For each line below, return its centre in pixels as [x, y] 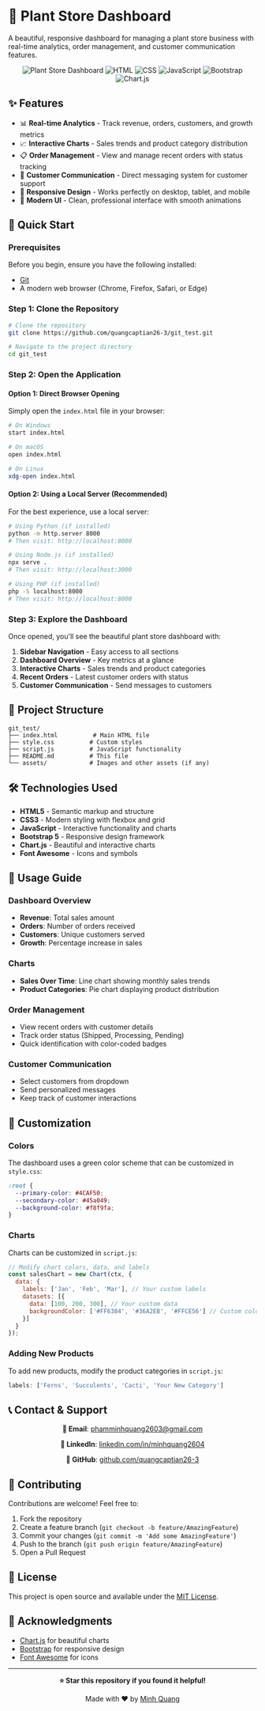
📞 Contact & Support [58, 1410]
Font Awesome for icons [59, 1657]
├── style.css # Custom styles [76, 742]
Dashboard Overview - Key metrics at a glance [97, 660]
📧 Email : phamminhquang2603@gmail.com [132, 1429]
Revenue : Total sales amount [67, 918]
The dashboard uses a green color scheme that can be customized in [121, 1163]
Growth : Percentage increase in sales [81, 943]
